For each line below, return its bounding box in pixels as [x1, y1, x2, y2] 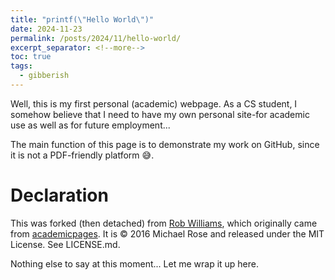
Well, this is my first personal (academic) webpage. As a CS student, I [10, 97, 298, 110]
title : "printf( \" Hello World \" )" [10, 14, 155, 25]
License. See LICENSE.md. [10, 238, 121, 250]
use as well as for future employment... [10, 119, 171, 131]
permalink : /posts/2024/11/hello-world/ [10, 33, 182, 43]
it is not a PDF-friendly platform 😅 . [10, 149, 155, 161]
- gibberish [19, 71, 70, 81]
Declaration [10, 184, 109, 207]
